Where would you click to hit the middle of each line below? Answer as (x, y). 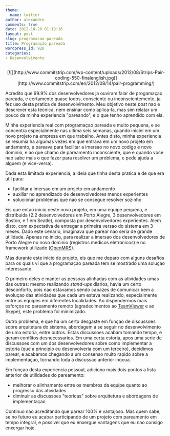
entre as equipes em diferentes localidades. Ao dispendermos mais (76, 301)
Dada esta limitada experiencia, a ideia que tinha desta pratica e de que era (85, 173)
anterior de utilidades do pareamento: (45, 375)
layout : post (19, 34)
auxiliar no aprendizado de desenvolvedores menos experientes (80, 194)
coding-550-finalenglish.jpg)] (86, 78)
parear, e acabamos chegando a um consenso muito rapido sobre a (77, 354)
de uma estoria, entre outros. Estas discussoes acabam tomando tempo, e (84, 333)
